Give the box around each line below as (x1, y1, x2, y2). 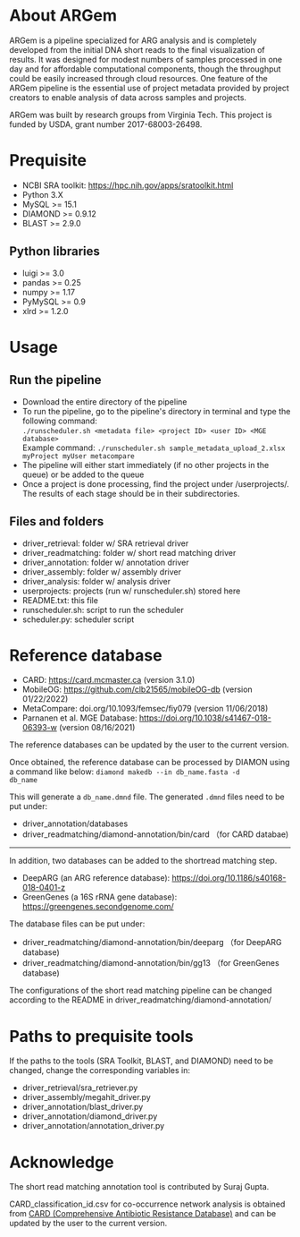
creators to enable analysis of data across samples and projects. (9, 91, 247, 103)
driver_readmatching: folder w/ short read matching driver (21, 547, 237, 558)
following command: (21, 415, 98, 426)
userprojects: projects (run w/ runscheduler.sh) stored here (21, 585, 241, 596)
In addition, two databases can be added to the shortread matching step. (9, 856, 278, 866)
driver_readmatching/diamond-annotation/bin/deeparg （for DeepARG (21, 937, 283, 948)
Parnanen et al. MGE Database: (21, 712, 137, 723)
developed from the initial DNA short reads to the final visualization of (9, 44, 265, 55)
